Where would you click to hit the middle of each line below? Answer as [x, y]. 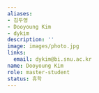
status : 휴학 [25, 79]
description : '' [31, 40]
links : [17, 53]
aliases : [20, 14]
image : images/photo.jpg [43, 46]
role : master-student [39, 72]
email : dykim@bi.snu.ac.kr [53, 59]
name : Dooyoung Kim [36, 66]
